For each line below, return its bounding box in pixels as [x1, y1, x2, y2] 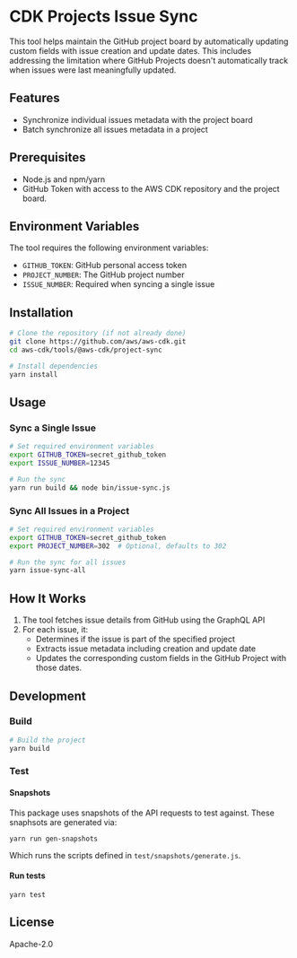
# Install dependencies [9, 361, 99, 370]
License [9, 915, 55, 930]
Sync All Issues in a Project [9, 504, 130, 517]
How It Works [9, 590, 87, 606]
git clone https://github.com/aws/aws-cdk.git [9, 337, 187, 346]
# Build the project [9, 736, 87, 745]
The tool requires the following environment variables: [9, 242, 209, 253]
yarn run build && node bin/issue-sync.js [9, 483, 170, 492]
